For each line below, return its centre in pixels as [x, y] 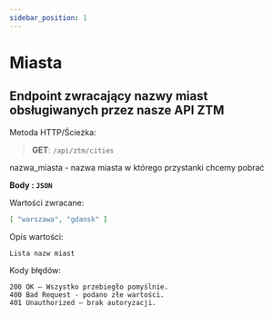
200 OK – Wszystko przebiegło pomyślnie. [89, 287]
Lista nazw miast [42, 253]
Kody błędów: [35, 270]
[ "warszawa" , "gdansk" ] [58, 219]
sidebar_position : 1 [49, 18]
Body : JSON [31, 185]
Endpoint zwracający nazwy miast [109, 96]
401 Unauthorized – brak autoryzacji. [83, 302]
